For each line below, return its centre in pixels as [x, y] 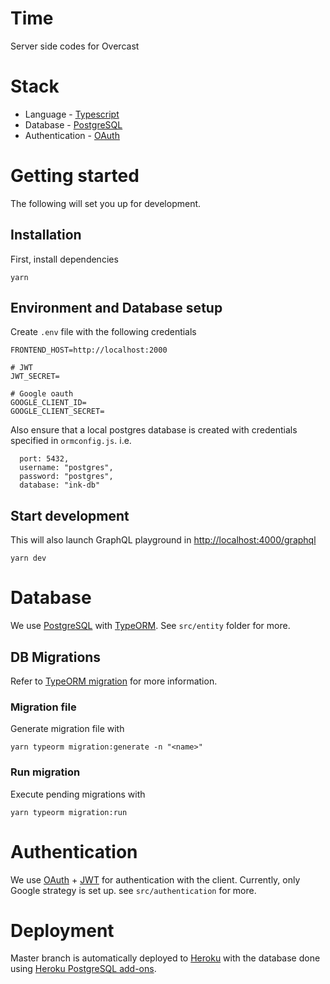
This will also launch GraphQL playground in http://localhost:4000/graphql [163, 540]
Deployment [62, 930]
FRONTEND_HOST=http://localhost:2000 [89, 350]
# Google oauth [42, 394]
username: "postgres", [66, 468]
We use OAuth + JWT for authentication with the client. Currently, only [155, 879]
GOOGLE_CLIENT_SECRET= [57, 412]
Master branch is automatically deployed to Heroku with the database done [165, 958]
